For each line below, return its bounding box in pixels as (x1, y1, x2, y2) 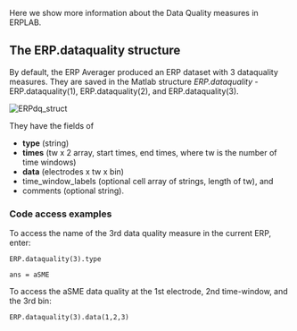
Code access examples (9, 208, 112, 220)
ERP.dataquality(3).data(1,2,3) (9, 313, 129, 322)
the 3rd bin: (9, 295, 52, 307)
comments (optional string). (21, 185, 125, 196)
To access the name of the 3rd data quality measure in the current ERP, (9, 228, 272, 239)
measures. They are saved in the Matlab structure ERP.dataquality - (9, 76, 259, 87)
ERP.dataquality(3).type (9, 255, 102, 264)
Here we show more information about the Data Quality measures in (9, 8, 259, 18)
